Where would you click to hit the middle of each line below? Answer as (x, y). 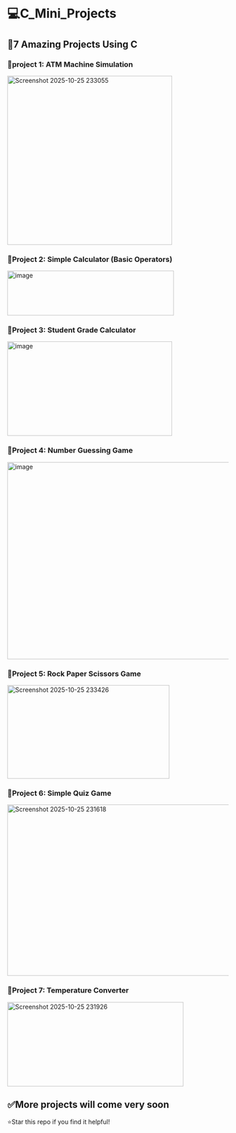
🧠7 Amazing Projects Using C (73, 44)
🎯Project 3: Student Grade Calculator (72, 330)
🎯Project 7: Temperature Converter (68, 990)
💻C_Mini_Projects (62, 14)
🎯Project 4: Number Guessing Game (70, 450)
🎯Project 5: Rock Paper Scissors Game (74, 674)
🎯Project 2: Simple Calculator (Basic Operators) (90, 259)
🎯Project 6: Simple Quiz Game (59, 793)
